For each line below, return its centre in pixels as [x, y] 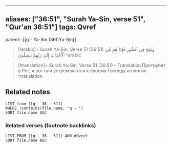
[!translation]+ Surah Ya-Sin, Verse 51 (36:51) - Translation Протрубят [91, 65]
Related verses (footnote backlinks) [51, 125]
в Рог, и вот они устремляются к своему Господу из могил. [83, 70]
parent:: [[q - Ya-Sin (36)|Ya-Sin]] [41, 39]
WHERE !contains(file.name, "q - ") [44, 108]
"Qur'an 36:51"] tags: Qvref [51, 27]
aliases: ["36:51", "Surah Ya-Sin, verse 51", [76, 19]
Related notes [28, 92]
